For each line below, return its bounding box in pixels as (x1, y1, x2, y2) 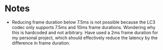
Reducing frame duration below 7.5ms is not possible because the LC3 (11, 19, 156, 25)
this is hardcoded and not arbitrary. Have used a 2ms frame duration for (11, 29, 159, 35)
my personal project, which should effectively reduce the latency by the (11, 35, 158, 41)
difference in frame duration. (11, 40, 70, 46)
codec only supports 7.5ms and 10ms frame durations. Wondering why (11, 24, 156, 30)
